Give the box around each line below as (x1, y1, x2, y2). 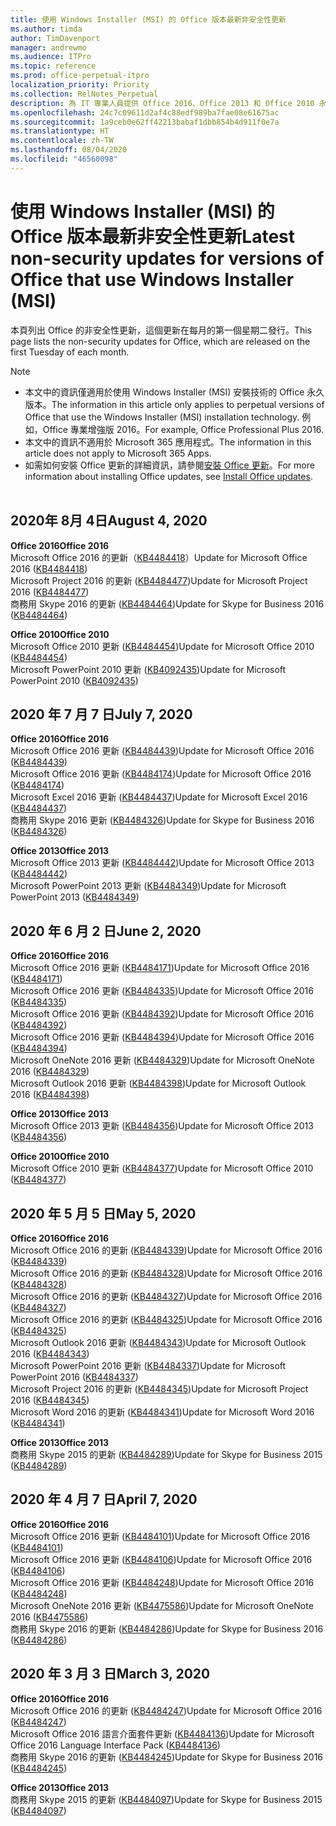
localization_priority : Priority (10, 80, 150, 90)
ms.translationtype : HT (10, 126, 110, 136)
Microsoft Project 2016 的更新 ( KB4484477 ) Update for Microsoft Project (10, 574, 308, 586)
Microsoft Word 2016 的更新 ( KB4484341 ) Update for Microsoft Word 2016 (10, 1406, 315, 1418)
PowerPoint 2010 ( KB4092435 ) (10, 674, 139, 686)
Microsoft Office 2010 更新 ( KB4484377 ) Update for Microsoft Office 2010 (10, 1162, 314, 1175)
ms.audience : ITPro (10, 52, 92, 62)
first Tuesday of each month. (10, 346, 130, 358)
